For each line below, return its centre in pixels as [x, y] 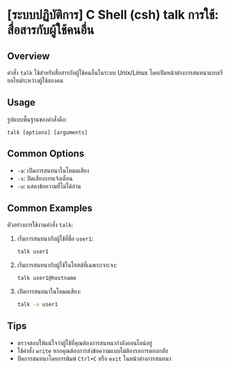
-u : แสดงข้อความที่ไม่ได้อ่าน [49, 186]
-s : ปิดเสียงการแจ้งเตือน [45, 178]
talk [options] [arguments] [48, 132]
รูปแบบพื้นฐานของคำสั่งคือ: [37, 119]
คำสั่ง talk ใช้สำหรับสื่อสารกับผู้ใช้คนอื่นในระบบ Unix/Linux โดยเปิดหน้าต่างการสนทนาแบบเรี [115, 72]
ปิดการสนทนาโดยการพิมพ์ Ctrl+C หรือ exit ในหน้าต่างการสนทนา [94, 358]
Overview [29, 56]
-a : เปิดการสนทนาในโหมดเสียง [53, 170]
